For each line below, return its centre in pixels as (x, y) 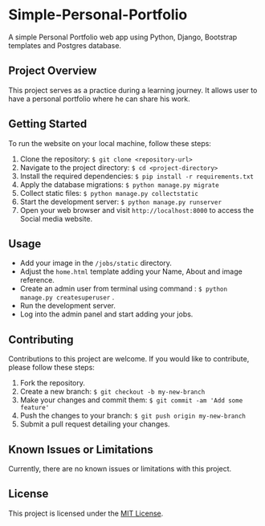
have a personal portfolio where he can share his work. (99, 99)
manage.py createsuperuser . (67, 297)
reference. (37, 280)
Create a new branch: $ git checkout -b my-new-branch (112, 392)
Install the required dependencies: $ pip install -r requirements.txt (137, 176)
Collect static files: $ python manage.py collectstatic (109, 193)
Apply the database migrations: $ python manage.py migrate (119, 184)
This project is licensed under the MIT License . (86, 513)
